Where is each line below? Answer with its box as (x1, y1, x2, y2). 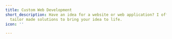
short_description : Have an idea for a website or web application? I (5, 12, 159, 17)
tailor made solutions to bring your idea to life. (10, 17, 123, 22)
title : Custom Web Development (5, 7, 72, 13)
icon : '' (5, 21, 24, 27)
